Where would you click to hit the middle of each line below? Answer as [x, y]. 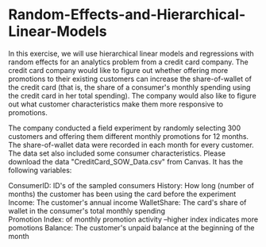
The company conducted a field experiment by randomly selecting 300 [124, 128]
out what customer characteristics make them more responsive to [116, 104]
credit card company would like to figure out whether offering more [118, 70]
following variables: [40, 170]
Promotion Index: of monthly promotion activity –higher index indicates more [133, 219]
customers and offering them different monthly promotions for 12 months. [128, 136]
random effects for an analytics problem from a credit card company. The [128, 62]
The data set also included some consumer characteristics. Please [117, 153]
